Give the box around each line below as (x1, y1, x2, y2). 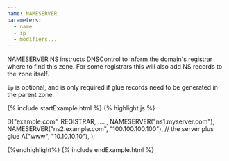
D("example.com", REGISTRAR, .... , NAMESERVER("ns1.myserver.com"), (7, 117, 215, 126)
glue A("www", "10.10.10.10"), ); (7, 133, 96, 141)
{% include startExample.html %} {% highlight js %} (7, 104, 155, 112)
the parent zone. (7, 91, 54, 99)
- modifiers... (13, 36, 58, 43)
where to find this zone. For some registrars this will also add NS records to (7, 62, 223, 71)
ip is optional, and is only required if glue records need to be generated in (7, 83, 219, 92)
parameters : (7, 17, 42, 24)
